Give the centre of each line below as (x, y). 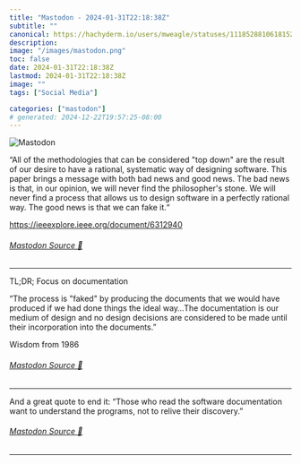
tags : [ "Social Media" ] (54, 92)
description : (34, 43)
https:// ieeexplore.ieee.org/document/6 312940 (96, 225)
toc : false (30, 59)
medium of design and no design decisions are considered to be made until (149, 318)
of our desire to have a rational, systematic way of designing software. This (148, 169)
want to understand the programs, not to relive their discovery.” (126, 411)
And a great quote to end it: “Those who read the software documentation (146, 401)
